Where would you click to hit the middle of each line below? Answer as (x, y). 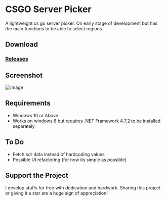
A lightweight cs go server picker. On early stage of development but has (81, 23)
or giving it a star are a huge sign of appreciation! (56, 193)
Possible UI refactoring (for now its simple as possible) (69, 160)
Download (22, 45)
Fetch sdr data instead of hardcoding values (58, 154)
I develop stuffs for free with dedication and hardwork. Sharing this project (83, 187)
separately (24, 126)
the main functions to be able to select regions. (54, 28)
